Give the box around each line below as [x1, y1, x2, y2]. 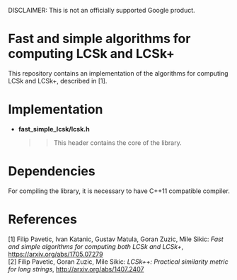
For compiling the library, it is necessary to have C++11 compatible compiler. [8, 187, 231, 195]
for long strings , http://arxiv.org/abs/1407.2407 [8, 264, 144, 273]
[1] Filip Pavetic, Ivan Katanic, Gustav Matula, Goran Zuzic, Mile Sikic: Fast [8, 235, 224, 243]
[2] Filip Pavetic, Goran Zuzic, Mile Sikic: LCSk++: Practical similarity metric [8, 257, 229, 266]
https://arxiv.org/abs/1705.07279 [8, 250, 103, 258]
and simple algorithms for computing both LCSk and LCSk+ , [8, 242, 183, 250]
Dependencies [8, 163, 96, 180]
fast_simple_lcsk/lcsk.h [18, 124, 91, 133]
